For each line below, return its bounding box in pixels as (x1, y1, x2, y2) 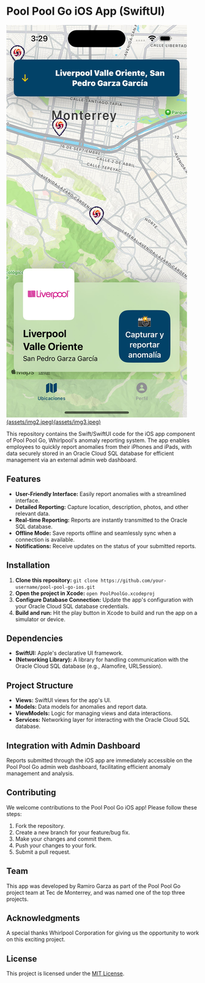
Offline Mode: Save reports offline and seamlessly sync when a (15, 529, 176, 537)
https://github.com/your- (100, 578, 167, 584)
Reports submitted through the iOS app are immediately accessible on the (6, 757, 193, 764)
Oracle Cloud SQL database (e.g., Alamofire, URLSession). (15, 662, 163, 670)
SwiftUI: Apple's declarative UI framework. (15, 649, 124, 657)
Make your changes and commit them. (15, 835, 113, 843)
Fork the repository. (15, 822, 65, 829)
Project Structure (6, 680, 73, 690)
